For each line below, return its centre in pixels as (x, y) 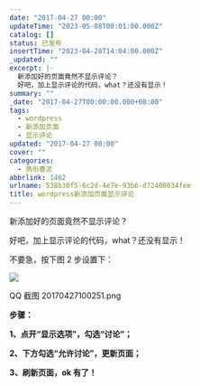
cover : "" (28, 152)
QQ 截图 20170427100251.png (65, 296)
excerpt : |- (32, 69)
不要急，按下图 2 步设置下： (62, 259)
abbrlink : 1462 (38, 177)
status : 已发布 (36, 43)
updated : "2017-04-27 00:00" (64, 144)
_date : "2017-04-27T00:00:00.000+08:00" (86, 102)
